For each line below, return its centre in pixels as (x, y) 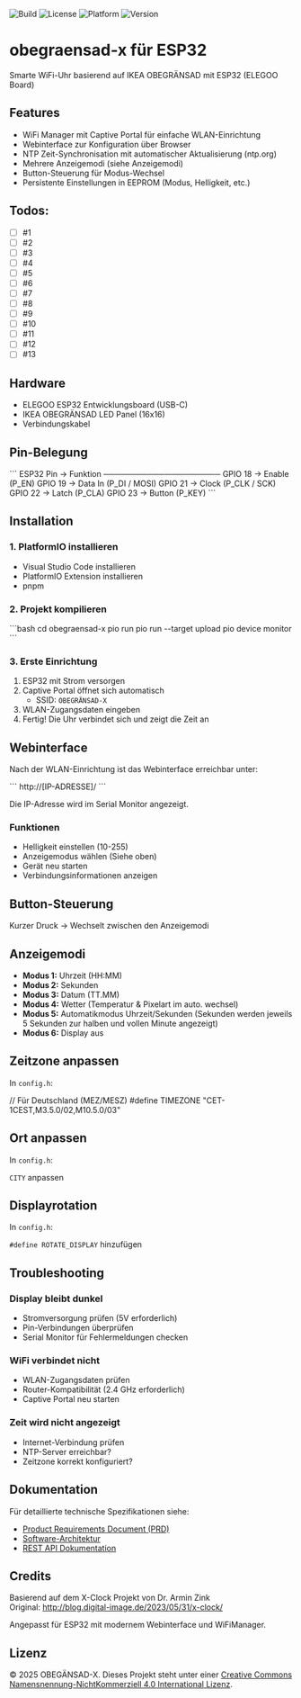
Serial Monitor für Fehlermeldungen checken (105, 1337)
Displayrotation (53, 1206)
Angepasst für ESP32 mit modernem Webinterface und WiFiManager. (138, 1625)
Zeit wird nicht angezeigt (65, 1423)
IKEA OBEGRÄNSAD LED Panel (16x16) (94, 415)
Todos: (29, 211)
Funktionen (35, 828)
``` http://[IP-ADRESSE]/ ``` (58, 786)
